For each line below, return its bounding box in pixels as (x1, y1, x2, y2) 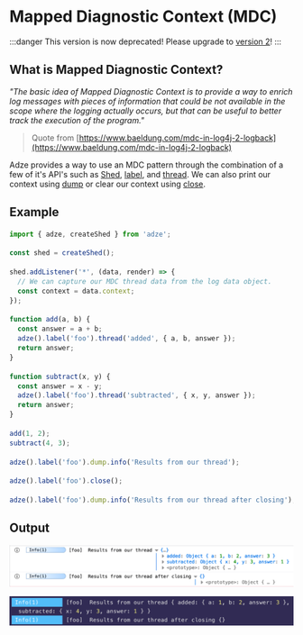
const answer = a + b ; (17, 324, 103, 334)
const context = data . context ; (17, 286, 135, 295)
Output (9, 521, 50, 536)
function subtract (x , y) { (9, 372, 111, 381)
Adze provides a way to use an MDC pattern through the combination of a (9, 159, 284, 170)
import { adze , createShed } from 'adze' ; (9, 230, 171, 239)
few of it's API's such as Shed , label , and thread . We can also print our (9, 168, 271, 179)
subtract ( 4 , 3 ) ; (9, 439, 70, 448)
